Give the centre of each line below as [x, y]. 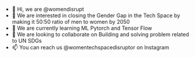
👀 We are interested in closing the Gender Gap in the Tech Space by [96, 15]
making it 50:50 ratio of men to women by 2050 [71, 22]
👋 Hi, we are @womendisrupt [48, 9]
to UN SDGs [27, 41]
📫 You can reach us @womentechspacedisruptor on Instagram [90, 47]
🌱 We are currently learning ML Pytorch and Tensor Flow [82, 28]
